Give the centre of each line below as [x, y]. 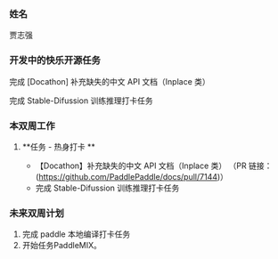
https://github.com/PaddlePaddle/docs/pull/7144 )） [134, 176]
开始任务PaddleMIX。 [62, 246]
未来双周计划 [37, 213]
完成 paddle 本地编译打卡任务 [76, 234]
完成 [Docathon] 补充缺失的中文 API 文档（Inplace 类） [110, 81]
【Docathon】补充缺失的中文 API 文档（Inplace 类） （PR [141, 166]
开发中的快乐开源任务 [55, 61]
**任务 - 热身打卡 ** [59, 146]
